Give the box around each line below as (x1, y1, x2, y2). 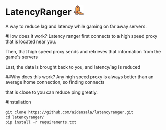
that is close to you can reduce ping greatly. (5, 89, 98, 95)
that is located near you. (5, 38, 56, 45)
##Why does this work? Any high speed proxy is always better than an (5, 74, 154, 80)
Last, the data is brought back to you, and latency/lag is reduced (5, 63, 141, 70)
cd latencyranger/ (5, 115, 44, 120)
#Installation (5, 99, 32, 105)
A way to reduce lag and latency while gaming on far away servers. (5, 23, 147, 29)
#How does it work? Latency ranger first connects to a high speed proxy (5, 33, 158, 39)
